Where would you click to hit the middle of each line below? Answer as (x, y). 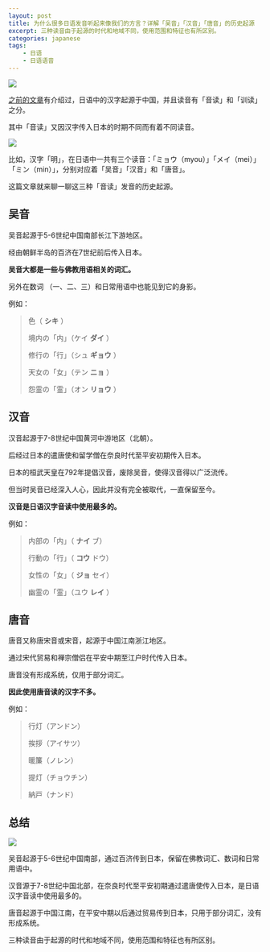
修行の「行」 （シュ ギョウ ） (74, 354)
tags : (17, 46)
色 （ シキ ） (48, 321)
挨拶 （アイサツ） (56, 743)
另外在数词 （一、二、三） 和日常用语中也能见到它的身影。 (104, 286)
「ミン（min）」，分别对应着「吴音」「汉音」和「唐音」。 (99, 169)
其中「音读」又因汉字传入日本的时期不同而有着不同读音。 (103, 126)
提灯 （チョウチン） (60, 777)
